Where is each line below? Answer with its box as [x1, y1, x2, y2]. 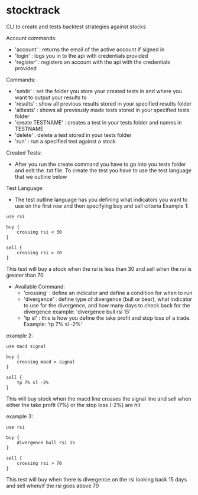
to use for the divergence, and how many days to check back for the [23, 301, 190, 309]
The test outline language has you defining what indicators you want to [14, 196, 188, 203]
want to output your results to [14, 94, 87, 101]
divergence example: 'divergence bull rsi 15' [23, 308, 131, 315]
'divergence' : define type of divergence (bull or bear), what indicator [23, 296, 193, 303]
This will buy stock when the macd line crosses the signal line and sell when [6, 395, 191, 402]
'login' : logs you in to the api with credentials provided [14, 52, 148, 59]
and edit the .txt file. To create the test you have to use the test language [14, 166, 192, 174]
